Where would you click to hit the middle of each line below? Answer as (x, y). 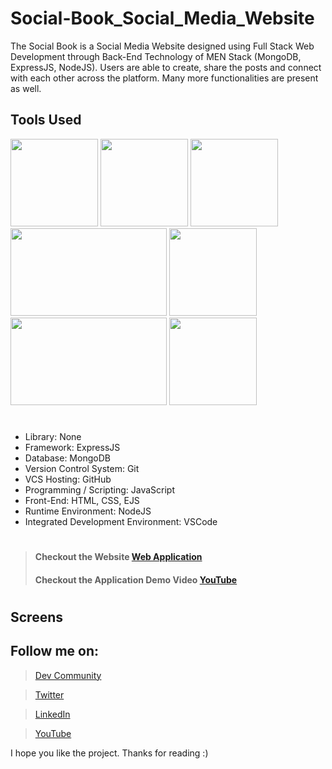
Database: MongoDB (67, 458)
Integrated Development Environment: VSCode (121, 521)
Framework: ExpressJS (72, 447)
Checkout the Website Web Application (118, 557)
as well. (26, 88)
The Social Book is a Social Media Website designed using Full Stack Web (162, 46)
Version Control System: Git (82, 468)
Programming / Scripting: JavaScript (99, 489)
